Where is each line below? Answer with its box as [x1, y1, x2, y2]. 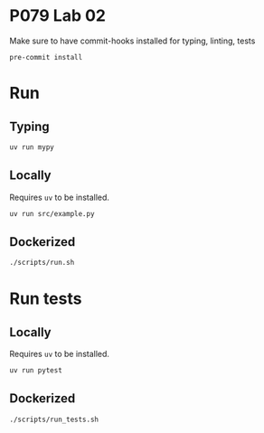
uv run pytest [9, 366, 63, 375]
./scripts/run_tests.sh [9, 415, 99, 424]
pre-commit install [9, 52, 83, 61]
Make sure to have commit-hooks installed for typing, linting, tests [9, 35, 256, 46]
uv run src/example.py [9, 209, 95, 218]
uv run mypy [9, 142, 54, 152]
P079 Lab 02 [9, 5, 107, 26]
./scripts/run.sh [9, 259, 75, 268]
